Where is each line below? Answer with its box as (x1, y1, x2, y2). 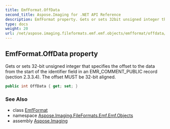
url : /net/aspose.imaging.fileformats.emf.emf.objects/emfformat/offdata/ (5, 31, 166, 36)
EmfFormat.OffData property (5, 50, 98, 58)
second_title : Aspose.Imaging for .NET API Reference (5, 12, 121, 17)
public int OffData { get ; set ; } (5, 83, 78, 89)
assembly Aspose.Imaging (12, 117, 68, 124)
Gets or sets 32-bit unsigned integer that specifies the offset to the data (5, 63, 155, 69)
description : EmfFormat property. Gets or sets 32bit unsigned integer (5, 17, 159, 22)
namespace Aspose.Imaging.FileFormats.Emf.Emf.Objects (12, 112, 133, 118)
